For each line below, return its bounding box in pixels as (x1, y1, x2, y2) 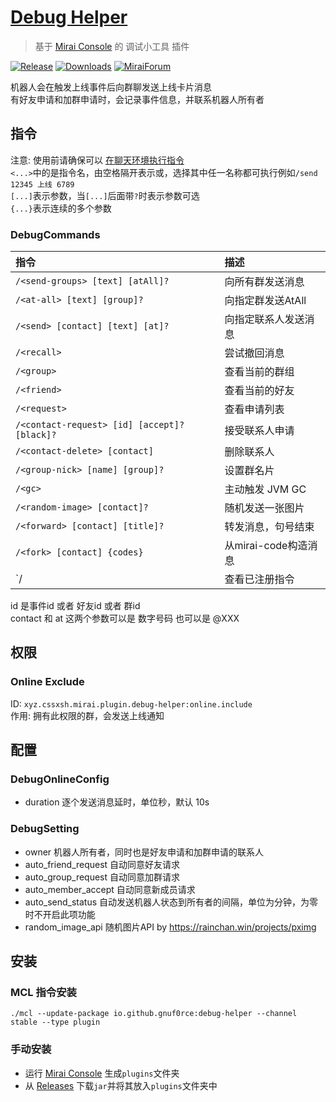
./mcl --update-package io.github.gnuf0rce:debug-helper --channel (10, 1009, 298, 1019)
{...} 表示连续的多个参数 (10, 202, 112, 214)
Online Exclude (10, 675, 85, 689)
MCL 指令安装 (10, 986, 77, 1000)
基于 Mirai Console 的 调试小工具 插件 (34, 40, 190, 52)
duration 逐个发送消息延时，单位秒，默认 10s (24, 796, 210, 808)
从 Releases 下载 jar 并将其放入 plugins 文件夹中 (24, 1079, 218, 1091)
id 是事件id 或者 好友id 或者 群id (10, 600, 141, 612)
